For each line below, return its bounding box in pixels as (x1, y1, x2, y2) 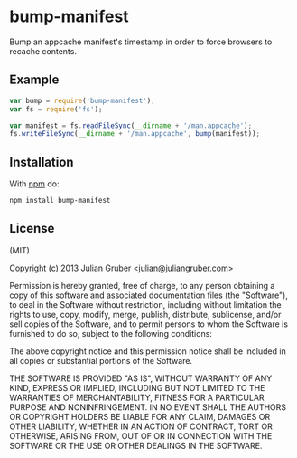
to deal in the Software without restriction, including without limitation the (9, 299, 282, 310)
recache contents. (9, 45, 77, 56)
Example (9, 72, 60, 88)
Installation (9, 154, 74, 169)
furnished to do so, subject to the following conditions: (9, 328, 212, 339)
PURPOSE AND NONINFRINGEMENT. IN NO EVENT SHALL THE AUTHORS (9, 401, 287, 413)
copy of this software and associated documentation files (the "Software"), (9, 290, 289, 301)
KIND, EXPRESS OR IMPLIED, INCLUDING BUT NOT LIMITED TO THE (9, 382, 265, 393)
